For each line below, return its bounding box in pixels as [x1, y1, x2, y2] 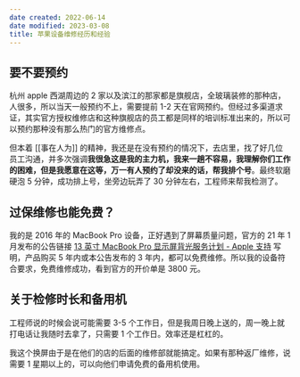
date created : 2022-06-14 [9, 12, 105, 22]
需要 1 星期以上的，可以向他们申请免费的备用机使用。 [9, 358, 205, 369]
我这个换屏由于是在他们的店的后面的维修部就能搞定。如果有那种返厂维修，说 [9, 347, 291, 357]
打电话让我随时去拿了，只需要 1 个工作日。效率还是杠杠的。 [9, 328, 229, 339]
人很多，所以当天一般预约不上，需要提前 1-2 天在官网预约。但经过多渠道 [9, 102, 276, 112]
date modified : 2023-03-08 [9, 21, 110, 30]
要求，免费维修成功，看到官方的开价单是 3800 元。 [16, 264, 205, 274]
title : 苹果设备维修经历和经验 [9, 29, 111, 38]
